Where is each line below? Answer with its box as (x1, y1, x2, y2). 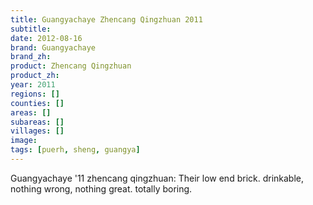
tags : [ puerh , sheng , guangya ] (10, 145, 141, 155)
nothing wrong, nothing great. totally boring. (10, 182, 193, 195)
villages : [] (10, 126, 65, 136)
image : (10, 136, 38, 146)
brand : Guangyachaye (10, 42, 97, 53)
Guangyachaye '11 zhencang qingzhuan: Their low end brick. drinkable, (10, 172, 305, 184)
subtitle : (10, 24, 52, 34)
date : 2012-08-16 (10, 33, 83, 43)
